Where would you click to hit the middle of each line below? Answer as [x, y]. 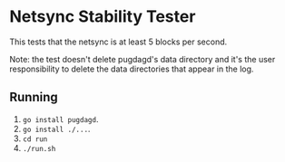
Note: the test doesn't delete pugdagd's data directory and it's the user [142, 59]
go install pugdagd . [60, 119]
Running [34, 97]
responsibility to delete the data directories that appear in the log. [132, 69]
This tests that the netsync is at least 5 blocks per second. [118, 42]
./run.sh [39, 148]
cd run [35, 139]
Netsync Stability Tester [103, 17]
